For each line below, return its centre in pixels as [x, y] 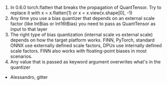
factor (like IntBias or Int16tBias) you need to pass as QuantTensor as [83, 24]
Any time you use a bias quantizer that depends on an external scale [82, 18]
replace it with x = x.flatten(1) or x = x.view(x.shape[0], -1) [71, 13]
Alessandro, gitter [29, 77]
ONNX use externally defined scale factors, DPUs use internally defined [86, 45]
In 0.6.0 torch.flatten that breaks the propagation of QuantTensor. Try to [86, 7]
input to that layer [29, 29]
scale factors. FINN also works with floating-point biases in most [78, 51]
